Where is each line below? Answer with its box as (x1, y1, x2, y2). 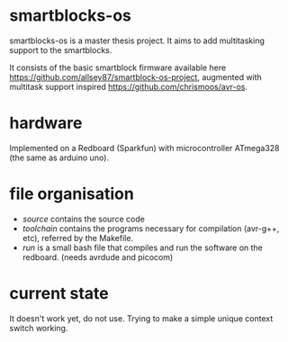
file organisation (9, 184, 135, 204)
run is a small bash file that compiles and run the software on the (22, 242, 264, 253)
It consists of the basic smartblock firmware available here (9, 62, 227, 73)
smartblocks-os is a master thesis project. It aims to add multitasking (9, 35, 265, 46)
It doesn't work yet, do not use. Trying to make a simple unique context (9, 312, 274, 324)
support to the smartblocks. (9, 44, 112, 55)
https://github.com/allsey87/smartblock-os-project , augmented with (9, 71, 263, 82)
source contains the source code (22, 213, 146, 224)
